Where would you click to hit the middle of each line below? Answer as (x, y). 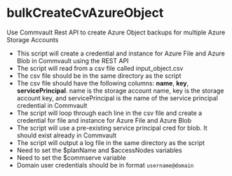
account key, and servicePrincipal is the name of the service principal (117, 98)
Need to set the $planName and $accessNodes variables (100, 150)
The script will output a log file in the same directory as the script (110, 142)
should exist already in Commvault (67, 135)
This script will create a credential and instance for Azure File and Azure (121, 53)
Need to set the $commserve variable (71, 157)
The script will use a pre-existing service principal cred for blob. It (112, 128)
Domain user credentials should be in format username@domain (105, 165)
